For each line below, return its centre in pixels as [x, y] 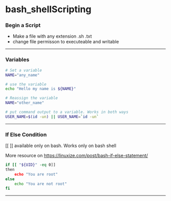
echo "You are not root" [41, 184]
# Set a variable [24, 70]
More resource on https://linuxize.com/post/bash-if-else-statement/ [77, 156]
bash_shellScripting [48, 9]
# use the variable [26, 84]
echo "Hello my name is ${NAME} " [41, 89]
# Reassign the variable [32, 98]
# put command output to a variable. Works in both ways [67, 112]
